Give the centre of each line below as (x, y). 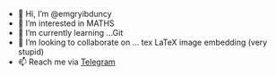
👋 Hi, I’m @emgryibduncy (65, 14)
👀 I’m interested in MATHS (66, 23)
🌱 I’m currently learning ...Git (70, 33)
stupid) (31, 52)
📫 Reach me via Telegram (67, 62)
